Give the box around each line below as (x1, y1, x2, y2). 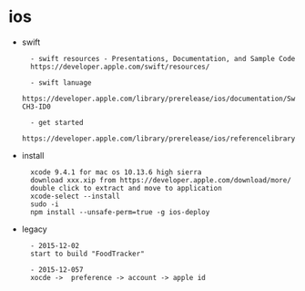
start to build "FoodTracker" (30, 249, 145, 258)
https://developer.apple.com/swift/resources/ (30, 62, 210, 71)
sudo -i (30, 199, 60, 209)
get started (38, 118, 84, 127)
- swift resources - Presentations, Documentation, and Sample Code (30, 54, 296, 63)
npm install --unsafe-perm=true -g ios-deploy (30, 207, 210, 216)
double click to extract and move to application (30, 183, 222, 192)
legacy (21, 223, 47, 234)
